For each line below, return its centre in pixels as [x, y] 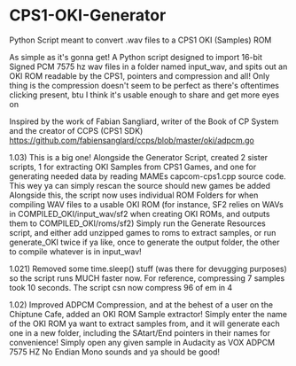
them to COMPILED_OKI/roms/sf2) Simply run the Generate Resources [137, 223]
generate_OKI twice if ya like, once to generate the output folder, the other [144, 242]
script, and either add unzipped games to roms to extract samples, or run [143, 232]
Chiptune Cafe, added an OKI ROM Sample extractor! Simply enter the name [148, 314]
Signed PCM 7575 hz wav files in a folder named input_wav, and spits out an [148, 66]
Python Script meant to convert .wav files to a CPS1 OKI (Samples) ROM [140, 40]
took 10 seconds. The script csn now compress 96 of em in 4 [121, 287]
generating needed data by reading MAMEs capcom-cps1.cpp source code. [148, 176]
